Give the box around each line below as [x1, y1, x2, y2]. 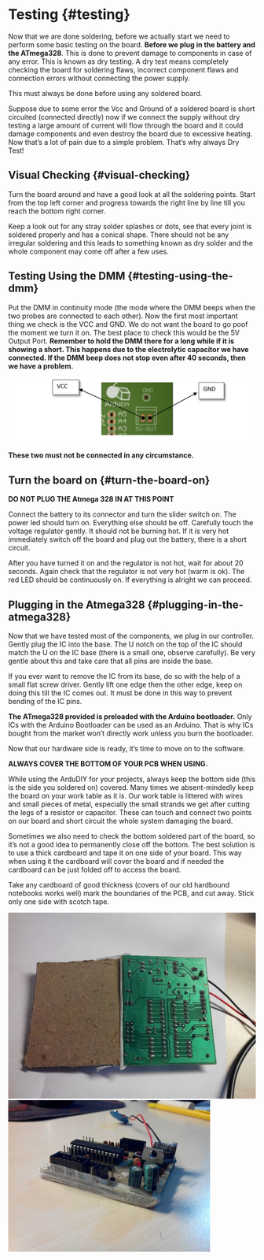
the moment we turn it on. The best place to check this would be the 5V [8, 328, 240, 337]
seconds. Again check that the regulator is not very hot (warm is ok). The [8, 567, 245, 576]
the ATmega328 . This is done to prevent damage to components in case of [8, 48, 253, 57]
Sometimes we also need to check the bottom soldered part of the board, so [8, 832, 255, 841]
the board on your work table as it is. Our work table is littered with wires [8, 791, 244, 801]
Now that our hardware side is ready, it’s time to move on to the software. [8, 744, 245, 754]
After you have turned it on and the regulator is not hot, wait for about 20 [8, 558, 244, 568]
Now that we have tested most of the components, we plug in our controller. [8, 632, 255, 641]
